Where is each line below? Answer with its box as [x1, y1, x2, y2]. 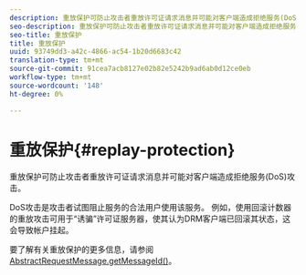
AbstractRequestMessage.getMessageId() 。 [9, 256, 177, 267]
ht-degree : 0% [9, 89, 64, 98]
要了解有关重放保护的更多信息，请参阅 [9, 244, 153, 255]
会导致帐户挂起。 [9, 225, 74, 236]
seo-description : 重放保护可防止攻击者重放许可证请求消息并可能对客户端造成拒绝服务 [9, 22, 297, 31]
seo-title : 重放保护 [9, 30, 82, 39]
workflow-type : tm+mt [9, 73, 92, 82]
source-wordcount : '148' [9, 81, 104, 90]
